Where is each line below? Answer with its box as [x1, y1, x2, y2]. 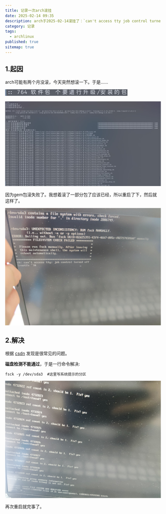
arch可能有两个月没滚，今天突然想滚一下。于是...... [5, 79, 109, 85]
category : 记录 [5, 24, 35, 29]
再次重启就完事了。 [5, 504, 44, 510]
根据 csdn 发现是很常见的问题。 [5, 350, 70, 356]
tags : [5, 29, 16, 34]
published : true [5, 40, 39, 45]
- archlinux [9, 34, 35, 39]
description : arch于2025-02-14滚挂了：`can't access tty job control [5, 18, 148, 23]
